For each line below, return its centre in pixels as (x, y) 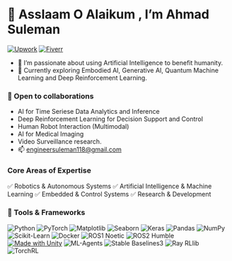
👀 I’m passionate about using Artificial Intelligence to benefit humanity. (120, 62)
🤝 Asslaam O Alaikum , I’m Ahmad (109, 14)
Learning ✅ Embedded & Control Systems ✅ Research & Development (109, 194)
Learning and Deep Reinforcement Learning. (82, 78)
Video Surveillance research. (59, 141)
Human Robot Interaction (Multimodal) (73, 127)
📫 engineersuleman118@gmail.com (69, 150)
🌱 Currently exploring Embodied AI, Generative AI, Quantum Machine (118, 70)
